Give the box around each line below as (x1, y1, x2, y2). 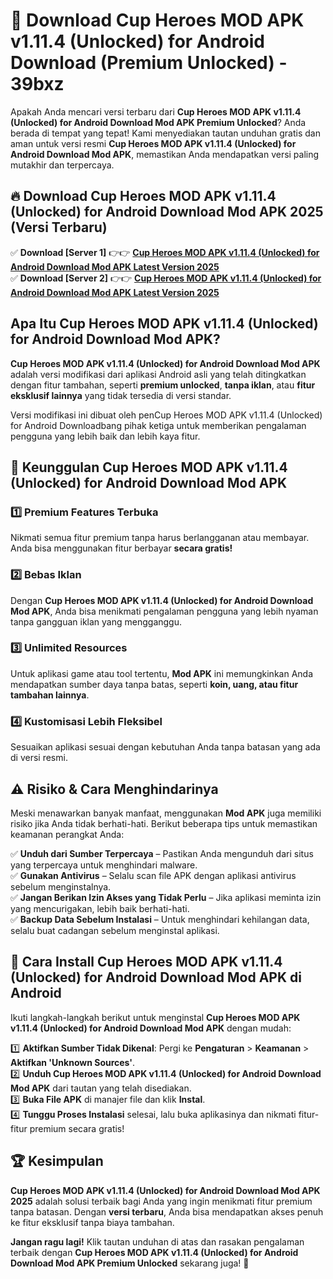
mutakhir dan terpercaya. (10, 159, 115, 171)
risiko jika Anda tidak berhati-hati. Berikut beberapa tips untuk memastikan (10, 817, 318, 829)
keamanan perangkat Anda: (10, 828, 125, 840)
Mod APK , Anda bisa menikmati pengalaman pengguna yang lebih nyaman (10, 605, 319, 617)
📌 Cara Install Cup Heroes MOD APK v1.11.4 (10, 954, 283, 971)
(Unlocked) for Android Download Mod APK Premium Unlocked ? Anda (10, 116, 307, 128)
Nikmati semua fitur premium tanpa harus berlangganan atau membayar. (10, 532, 310, 544)
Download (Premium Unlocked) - (10, 52, 288, 74)
